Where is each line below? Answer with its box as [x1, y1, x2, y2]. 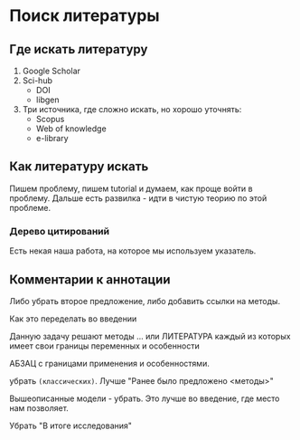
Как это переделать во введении [9, 313, 137, 324]
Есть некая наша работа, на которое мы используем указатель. [9, 245, 257, 256]
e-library [35, 133, 70, 143]
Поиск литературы [9, 5, 160, 26]
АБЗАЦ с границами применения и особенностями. [9, 358, 210, 368]
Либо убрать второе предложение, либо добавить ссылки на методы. [9, 295, 281, 306]
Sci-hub [22, 75, 52, 86]
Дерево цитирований [9, 225, 110, 237]
